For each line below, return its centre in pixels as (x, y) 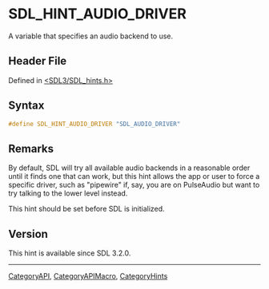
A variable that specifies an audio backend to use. (91, 36)
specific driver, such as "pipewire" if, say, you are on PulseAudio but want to (134, 185)
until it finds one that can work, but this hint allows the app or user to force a (134, 176)
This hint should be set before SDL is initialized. (87, 209)
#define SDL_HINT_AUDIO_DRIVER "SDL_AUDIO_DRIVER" (94, 124)
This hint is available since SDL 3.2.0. (70, 253)
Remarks (31, 148)
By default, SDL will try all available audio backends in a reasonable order (129, 168)
